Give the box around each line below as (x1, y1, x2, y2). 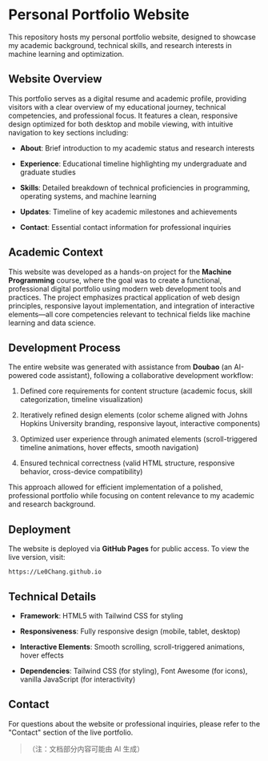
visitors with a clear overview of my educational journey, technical (8, 102, 226, 111)
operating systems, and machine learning (19, 191, 158, 201)
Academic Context (8, 246, 104, 260)
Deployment (8, 522, 71, 536)
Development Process (8, 340, 122, 354)
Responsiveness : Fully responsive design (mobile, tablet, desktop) (19, 626, 241, 636)
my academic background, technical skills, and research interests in (8, 40, 232, 50)
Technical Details (8, 590, 97, 603)
